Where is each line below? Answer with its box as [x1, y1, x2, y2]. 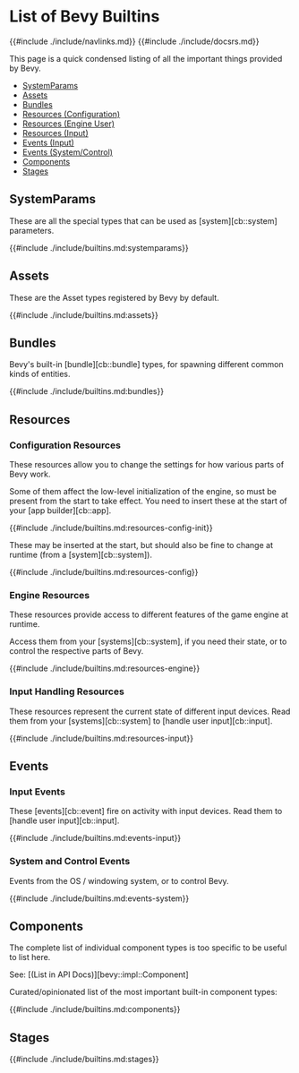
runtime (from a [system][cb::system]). [9, 549, 152, 561]
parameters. [9, 225, 55, 236]
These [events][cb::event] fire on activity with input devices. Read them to [9, 806, 283, 817]
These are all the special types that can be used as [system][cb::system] [9, 215, 278, 226]
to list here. [9, 952, 51, 963]
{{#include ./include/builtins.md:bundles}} [9, 386, 164, 397]
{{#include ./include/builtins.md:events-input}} [9, 833, 182, 844]
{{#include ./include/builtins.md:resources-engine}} [9, 663, 201, 674]
